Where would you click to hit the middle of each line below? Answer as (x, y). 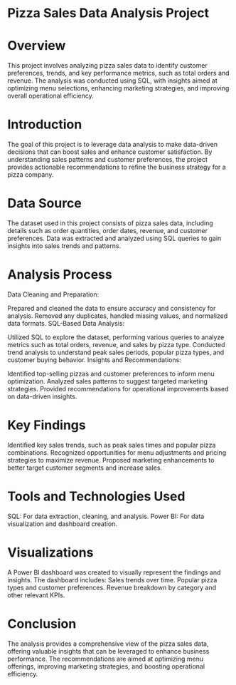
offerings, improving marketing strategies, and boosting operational (106, 666)
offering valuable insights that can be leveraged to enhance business (108, 651)
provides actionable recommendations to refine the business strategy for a (117, 167)
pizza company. (31, 175)
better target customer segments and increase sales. (85, 468)
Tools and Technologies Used (96, 496)
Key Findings (47, 425)
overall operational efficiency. (51, 96)
